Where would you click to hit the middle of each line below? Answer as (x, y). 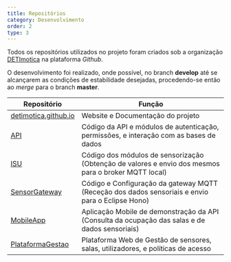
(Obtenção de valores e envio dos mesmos (151, 164)
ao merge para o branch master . (53, 87)
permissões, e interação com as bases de (148, 136)
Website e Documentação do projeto (141, 116)
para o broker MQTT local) (124, 172)
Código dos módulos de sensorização (143, 155)
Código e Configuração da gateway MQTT (150, 184)
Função (151, 104)
